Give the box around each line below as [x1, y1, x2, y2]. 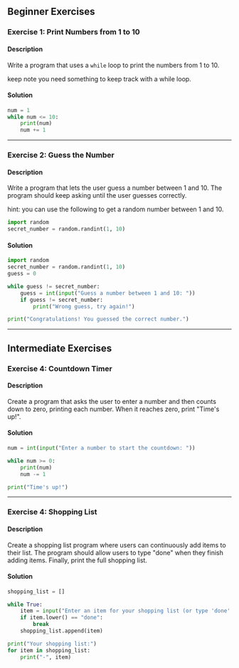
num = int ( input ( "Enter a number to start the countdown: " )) [7, 445, 196, 452]
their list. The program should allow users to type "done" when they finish [7, 548, 224, 557]
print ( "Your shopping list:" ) [7, 640, 97, 647]
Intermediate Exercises [7, 342, 112, 354]
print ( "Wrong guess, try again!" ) [33, 303, 135, 310]
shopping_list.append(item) [20, 627, 103, 634]
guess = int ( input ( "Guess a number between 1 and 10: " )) [20, 289, 196, 297]
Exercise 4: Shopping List [7, 507, 97, 517]
